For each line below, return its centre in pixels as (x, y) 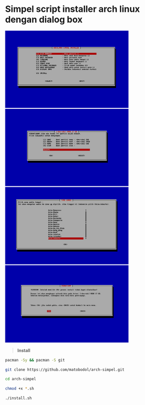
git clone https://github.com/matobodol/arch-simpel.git (65, 369)
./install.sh (18, 398)
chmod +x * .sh (20, 389)
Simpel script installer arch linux (72, 9)
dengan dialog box (44, 20)
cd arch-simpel (21, 379)
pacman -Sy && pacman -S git (35, 360)
